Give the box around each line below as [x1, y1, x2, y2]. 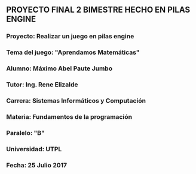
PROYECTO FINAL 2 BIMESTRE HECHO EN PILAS [6, 5, 191, 15]
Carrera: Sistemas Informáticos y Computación [6, 97, 146, 104]
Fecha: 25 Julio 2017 [6, 161, 68, 169]
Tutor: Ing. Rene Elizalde [6, 80, 78, 89]
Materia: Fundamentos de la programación [6, 112, 133, 121]
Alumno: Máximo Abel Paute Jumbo [6, 64, 112, 73]
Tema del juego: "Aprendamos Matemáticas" [6, 48, 140, 56]
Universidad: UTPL [6, 145, 62, 153]
